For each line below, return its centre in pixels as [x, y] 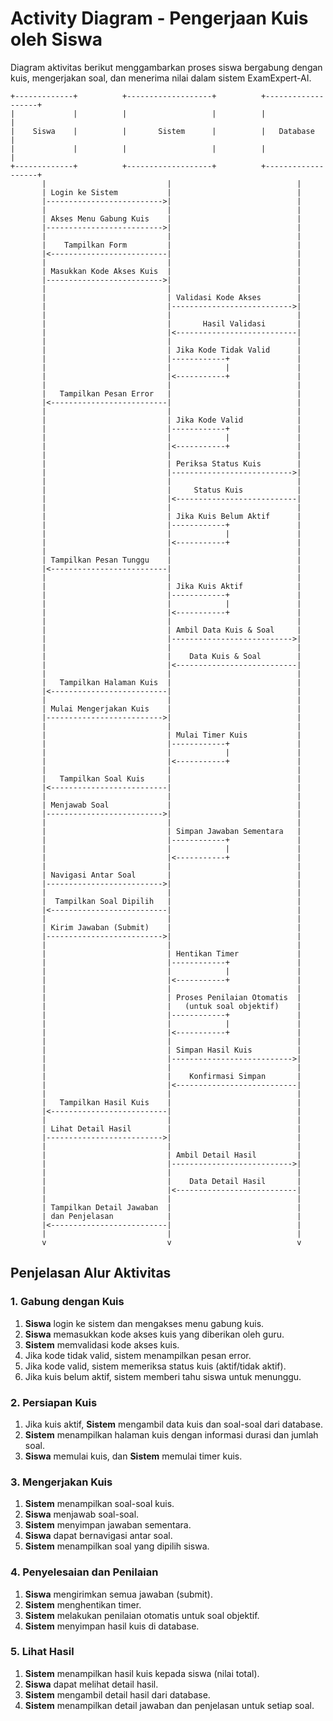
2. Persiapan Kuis [54, 1402]
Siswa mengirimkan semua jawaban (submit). [118, 1594]
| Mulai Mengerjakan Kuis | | [171, 708]
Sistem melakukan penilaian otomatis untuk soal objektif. [142, 1615]
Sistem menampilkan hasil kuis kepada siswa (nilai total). [142, 1673]
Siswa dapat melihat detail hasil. [91, 1684]
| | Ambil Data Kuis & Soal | [171, 630]
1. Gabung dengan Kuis [67, 1302]
